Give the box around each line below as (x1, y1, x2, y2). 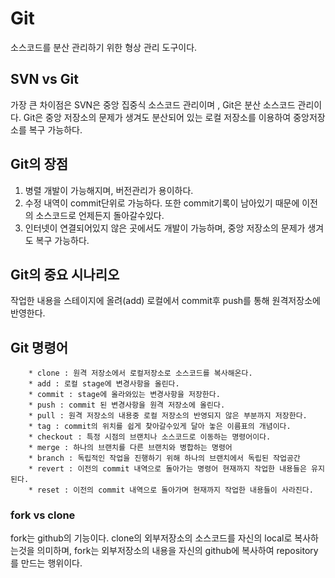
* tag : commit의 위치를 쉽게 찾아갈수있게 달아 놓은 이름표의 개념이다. (28, 422, 292, 432)
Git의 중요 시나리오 (10, 266, 120, 283)
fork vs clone (10, 508, 76, 522)
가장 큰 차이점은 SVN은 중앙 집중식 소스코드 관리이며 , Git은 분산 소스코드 (10, 98, 296, 111)
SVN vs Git (10, 71, 79, 88)
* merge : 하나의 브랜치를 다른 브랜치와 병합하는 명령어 (28, 443, 233, 453)
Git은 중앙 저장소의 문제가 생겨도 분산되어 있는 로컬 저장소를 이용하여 (23, 111, 292, 123)
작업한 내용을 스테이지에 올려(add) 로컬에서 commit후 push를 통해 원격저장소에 (10, 295, 321, 307)
